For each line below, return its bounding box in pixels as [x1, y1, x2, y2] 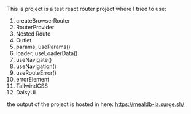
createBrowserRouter [15, 17, 70, 24]
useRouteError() [15, 69, 57, 76]
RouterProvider [15, 24, 55, 31]
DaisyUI [15, 89, 36, 96]
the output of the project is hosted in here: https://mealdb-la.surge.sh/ [7, 101, 185, 108]
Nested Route [15, 30, 51, 37]
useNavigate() [15, 56, 52, 63]
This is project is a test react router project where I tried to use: [7, 6, 166, 12]
